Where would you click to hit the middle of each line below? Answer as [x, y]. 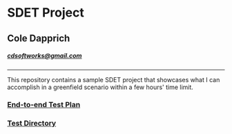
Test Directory [32, 124]
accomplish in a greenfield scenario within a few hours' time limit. [100, 87]
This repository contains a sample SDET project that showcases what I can [114, 79]
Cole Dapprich [39, 38]
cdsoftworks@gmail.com [45, 56]
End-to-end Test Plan [44, 105]
